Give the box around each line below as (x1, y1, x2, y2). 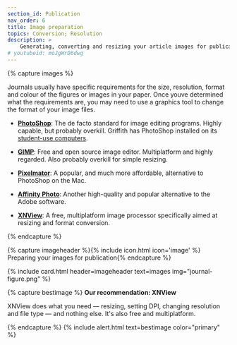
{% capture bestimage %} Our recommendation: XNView (7, 288, 176, 296)
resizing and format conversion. (17, 218, 111, 226)
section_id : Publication (7, 10, 80, 18)
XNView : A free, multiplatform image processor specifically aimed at (17, 211, 218, 219)
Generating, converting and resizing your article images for (20, 43, 207, 50)
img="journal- (171, 267, 213, 275)
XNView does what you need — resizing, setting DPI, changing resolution (7, 301, 221, 310)
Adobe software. (17, 197, 66, 205)
